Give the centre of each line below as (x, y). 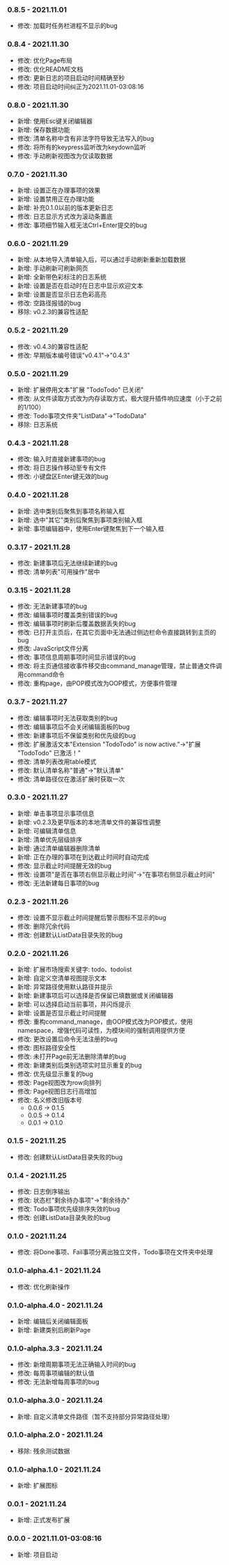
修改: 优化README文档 (50, 69)
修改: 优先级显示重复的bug (55, 1074)
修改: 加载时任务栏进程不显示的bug (68, 26)
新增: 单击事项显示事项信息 (56, 813)
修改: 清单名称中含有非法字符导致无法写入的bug (86, 138)
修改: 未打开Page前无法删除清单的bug (72, 1056)
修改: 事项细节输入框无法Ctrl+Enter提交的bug (82, 225)
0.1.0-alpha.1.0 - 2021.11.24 (54, 1470)
